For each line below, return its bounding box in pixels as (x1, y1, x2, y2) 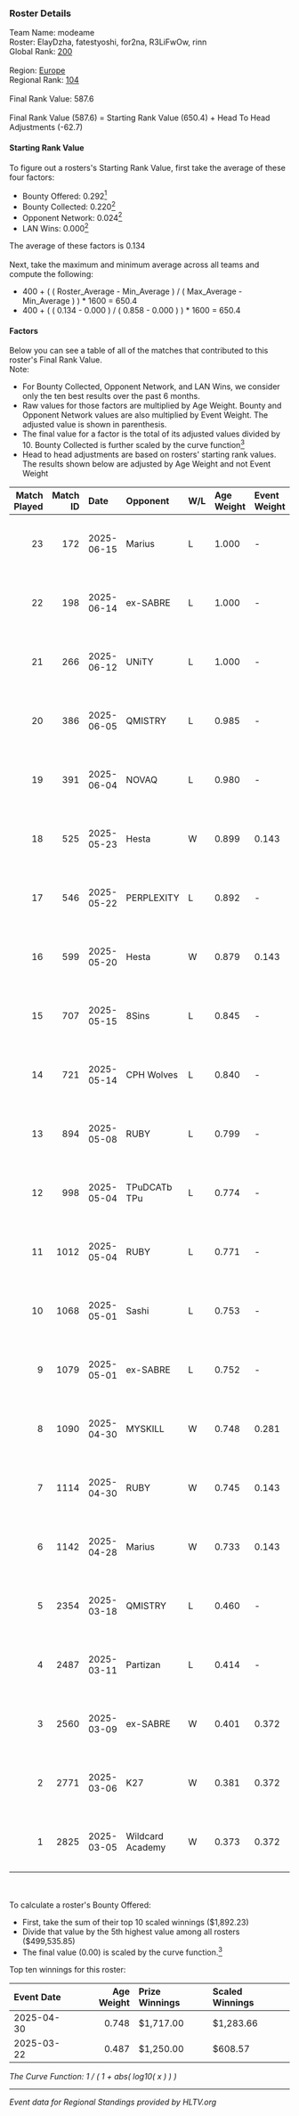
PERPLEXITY (125, 891, 180, 904)
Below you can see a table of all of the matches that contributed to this (9, 346, 269, 356)
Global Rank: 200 (9, 46, 73, 57)
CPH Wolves (125, 1068, 178, 1080)
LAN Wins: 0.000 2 (21, 222, 89, 234)
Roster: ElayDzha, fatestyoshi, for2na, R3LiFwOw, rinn (9, 37, 207, 47)
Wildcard (125, 1829, 164, 1842)
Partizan (125, 1658, 161, 1671)
